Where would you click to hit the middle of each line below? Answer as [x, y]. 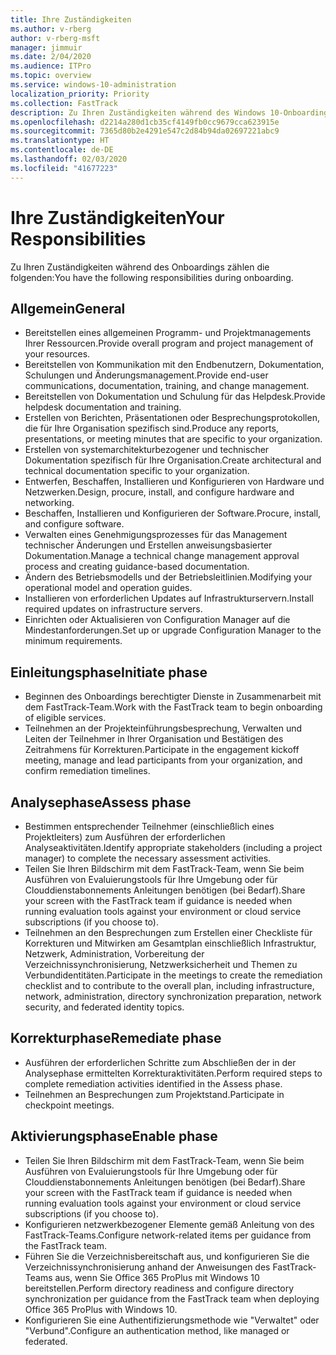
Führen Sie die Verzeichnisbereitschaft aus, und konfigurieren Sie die [167, 1256]
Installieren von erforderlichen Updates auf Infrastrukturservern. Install [169, 598]
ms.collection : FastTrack [64, 103]
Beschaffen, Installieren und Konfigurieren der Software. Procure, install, [173, 513]
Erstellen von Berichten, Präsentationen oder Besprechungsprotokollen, [172, 418]
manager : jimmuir [46, 47]
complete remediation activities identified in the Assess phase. [153, 1083]
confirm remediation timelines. [87, 771]
